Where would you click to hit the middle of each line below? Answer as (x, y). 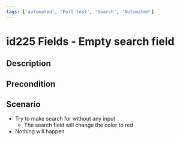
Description (28, 64)
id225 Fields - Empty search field (91, 41)
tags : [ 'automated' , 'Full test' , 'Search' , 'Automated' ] (80, 12)
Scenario (23, 104)
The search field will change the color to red (78, 125)
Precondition (31, 84)
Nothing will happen (40, 131)
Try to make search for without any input (65, 119)
